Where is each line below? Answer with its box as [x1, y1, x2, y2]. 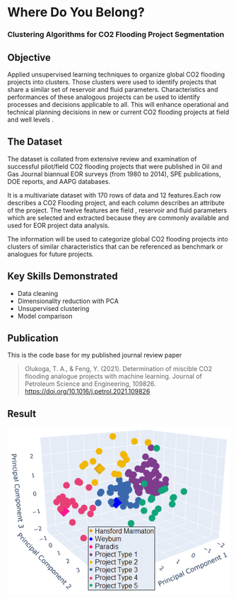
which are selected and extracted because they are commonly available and [7, 213, 230, 222]
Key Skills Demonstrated [7, 270, 118, 283]
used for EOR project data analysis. [7, 221, 110, 229]
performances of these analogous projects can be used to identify [7, 93, 200, 101]
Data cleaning [17, 289, 59, 297]
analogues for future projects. [7, 249, 94, 258]
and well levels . [7, 115, 54, 124]
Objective [7, 51, 52, 64]
